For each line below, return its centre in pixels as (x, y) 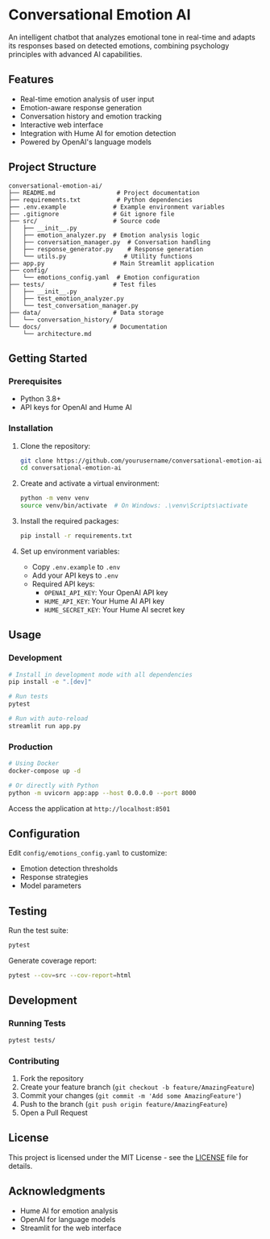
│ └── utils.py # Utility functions (101, 256)
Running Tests (37, 1023)
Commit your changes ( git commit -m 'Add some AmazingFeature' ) (131, 1095)
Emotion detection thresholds (69, 868)
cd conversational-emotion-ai (71, 468)
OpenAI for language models (68, 1219)
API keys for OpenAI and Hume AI (76, 408)
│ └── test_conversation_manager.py (73, 305)
